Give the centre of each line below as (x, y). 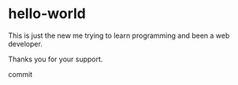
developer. (26, 43)
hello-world (47, 14)
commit (20, 74)
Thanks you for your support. (56, 59)
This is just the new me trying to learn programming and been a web (119, 35)
